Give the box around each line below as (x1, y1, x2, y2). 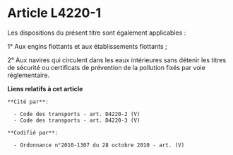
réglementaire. (7, 71, 50, 79)
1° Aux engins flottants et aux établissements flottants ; (7, 42, 167, 50)
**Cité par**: (7, 98, 49, 105)
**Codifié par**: (7, 129, 59, 136)
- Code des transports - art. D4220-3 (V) (13, 117, 141, 124)
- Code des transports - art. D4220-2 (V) (13, 110, 141, 117)
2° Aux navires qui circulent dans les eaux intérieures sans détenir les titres (7, 55, 227, 64)
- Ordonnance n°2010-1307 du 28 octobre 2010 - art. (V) (13, 142, 185, 149)
